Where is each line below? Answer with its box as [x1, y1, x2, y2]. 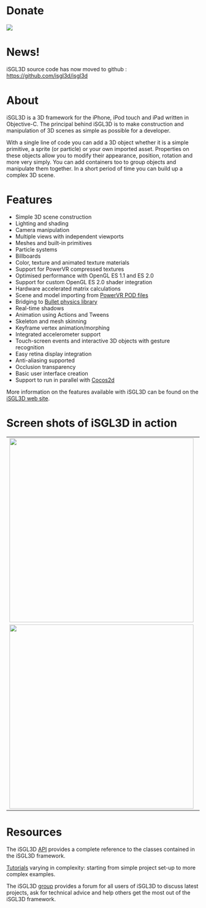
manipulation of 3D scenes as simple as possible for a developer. [6, 126, 170, 134]
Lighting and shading [15, 219, 69, 227]
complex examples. [6, 870, 56, 878]
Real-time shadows [15, 305, 64, 312]
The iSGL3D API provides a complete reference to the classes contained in [6, 845, 195, 853]
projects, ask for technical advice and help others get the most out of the [6, 888, 191, 896]
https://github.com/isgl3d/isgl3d [6, 72, 88, 79]
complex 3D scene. [6, 171, 55, 179]
